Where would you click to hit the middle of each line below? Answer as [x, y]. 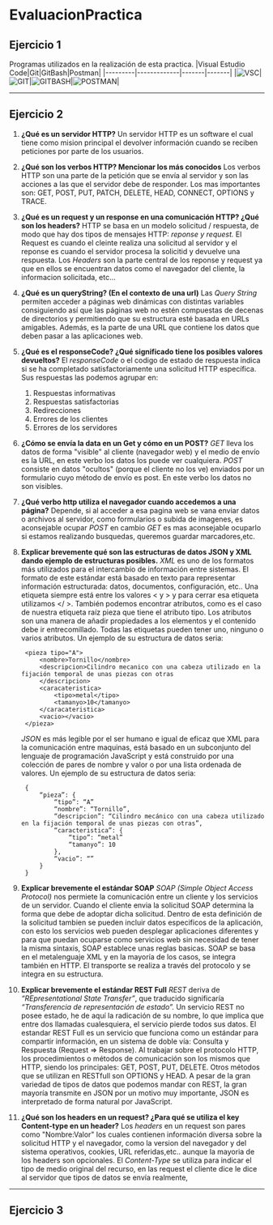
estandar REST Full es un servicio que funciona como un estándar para [139, 1032]
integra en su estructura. [62, 974]
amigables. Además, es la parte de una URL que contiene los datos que [140, 327]
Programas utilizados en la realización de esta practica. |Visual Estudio [127, 64]
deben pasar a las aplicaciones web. [82, 336]
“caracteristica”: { [89, 830]
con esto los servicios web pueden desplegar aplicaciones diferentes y [139, 931]
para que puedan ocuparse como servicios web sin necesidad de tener [140, 939]
